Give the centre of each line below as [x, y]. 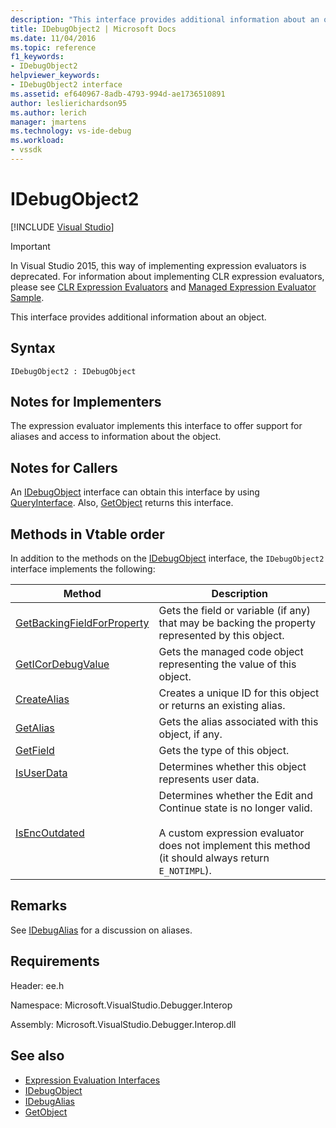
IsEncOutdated [50, 833]
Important [30, 246]
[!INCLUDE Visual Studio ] [62, 227]
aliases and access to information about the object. [116, 437]
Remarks [39, 906]
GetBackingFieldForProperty [82, 623]
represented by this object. [221, 636]
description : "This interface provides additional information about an [165, 19]
